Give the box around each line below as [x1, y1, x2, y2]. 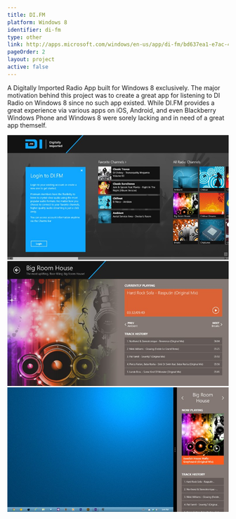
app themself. [7, 120, 47, 130]
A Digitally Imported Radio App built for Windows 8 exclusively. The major [7, 83, 221, 92]
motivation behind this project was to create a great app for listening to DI [7, 91, 221, 99]
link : [7, 41, 23, 49]
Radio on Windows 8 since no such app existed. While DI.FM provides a [7, 99, 215, 107]
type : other [7, 34, 42, 41]
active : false [7, 63, 49, 70]
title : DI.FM [7, 11, 46, 18]
